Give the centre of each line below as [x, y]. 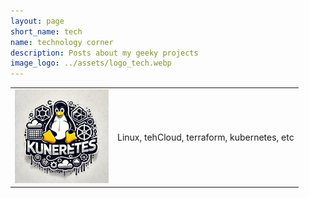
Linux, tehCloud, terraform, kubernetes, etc [206, 137]
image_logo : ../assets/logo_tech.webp [91, 63]
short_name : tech [46, 31]
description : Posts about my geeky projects [104, 53]
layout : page [37, 21]
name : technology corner [62, 42]
